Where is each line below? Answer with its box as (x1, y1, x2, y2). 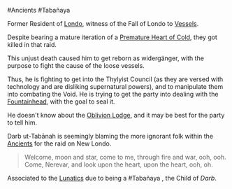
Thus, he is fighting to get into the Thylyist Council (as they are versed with (7, 75, 224, 83)
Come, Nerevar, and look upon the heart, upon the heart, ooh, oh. (24, 160, 213, 169)
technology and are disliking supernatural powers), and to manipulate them (7, 83, 224, 90)
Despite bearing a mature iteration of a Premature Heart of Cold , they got (7, 33, 218, 41)
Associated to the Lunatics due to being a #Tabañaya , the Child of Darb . (7, 174, 217, 182)
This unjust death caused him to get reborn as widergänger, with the (7, 54, 205, 62)
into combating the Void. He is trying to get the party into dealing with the (7, 90, 219, 98)
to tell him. (7, 118, 38, 127)
